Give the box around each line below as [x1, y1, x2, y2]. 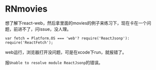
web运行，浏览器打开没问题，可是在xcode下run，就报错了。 [5, 49, 127, 55]
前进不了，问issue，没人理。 [13, 26, 72, 32]
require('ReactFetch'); [5, 40, 54, 45]
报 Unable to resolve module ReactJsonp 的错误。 [5, 59, 103, 65]
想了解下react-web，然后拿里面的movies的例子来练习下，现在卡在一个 [5, 20, 147, 26]
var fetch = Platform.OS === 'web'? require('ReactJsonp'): [5, 35, 130, 41]
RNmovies [5, 3, 48, 15]
